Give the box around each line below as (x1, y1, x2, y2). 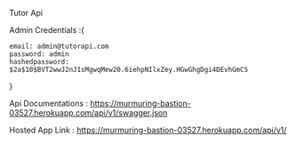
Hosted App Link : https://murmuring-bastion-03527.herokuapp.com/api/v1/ (9, 124, 287, 135)
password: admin (9, 50, 69, 59)
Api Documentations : (9, 98, 89, 108)
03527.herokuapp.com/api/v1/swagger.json (9, 108, 168, 118)
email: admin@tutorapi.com (9, 42, 109, 51)
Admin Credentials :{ (9, 25, 85, 35)
